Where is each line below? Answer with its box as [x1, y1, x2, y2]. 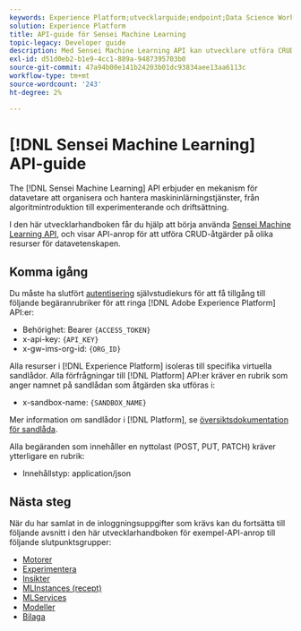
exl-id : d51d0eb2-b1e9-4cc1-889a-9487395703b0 [9, 55, 186, 64]
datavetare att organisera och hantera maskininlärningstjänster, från [9, 192, 260, 203]
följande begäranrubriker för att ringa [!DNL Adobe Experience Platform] [9, 297, 276, 309]
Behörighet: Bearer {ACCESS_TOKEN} [21, 324, 151, 336]
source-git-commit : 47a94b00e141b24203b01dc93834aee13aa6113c [9, 64, 246, 72]
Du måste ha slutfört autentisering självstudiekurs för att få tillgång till [9, 288, 266, 299]
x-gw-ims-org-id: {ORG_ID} [21, 344, 122, 354]
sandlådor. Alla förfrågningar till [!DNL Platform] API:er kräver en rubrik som [9, 371, 288, 381]
